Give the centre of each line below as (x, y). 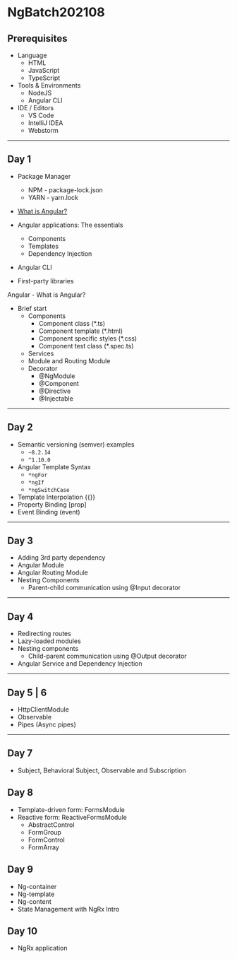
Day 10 (22, 931)
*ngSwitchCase (49, 490)
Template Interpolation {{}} (56, 497)
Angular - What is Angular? (47, 295)
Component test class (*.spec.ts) (86, 346)
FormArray (44, 847)
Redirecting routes (44, 634)
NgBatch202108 (56, 12)
